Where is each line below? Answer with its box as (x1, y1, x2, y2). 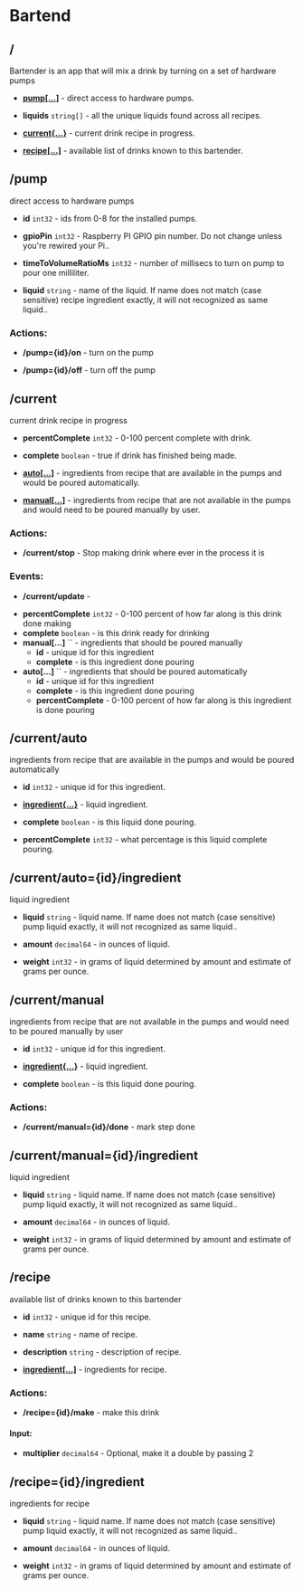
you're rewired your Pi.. (22, 240, 110, 251)
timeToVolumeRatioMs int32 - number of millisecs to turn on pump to (22, 257, 285, 268)
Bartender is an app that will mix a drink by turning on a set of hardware (9, 65, 277, 76)
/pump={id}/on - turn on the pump (22, 348, 154, 358)
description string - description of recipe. (22, 1346, 182, 1357)
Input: (9, 1427, 33, 1439)
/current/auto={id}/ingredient (9, 870, 182, 885)
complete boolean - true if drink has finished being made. (22, 450, 237, 461)
